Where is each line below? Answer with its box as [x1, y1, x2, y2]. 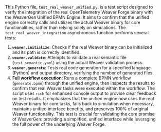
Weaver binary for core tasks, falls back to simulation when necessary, [12, 101, 154, 106]
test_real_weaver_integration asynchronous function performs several [5, 30, 149, 35]
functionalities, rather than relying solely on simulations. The [5, 25, 126, 30]
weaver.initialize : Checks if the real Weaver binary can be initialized [12, 44, 152, 50]
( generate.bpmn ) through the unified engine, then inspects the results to [12, 80, 155, 86]
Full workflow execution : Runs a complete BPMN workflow [12, 75, 131, 81]
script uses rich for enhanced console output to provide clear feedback [12, 90, 157, 96]
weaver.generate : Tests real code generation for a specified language [12, 65, 151, 71]
